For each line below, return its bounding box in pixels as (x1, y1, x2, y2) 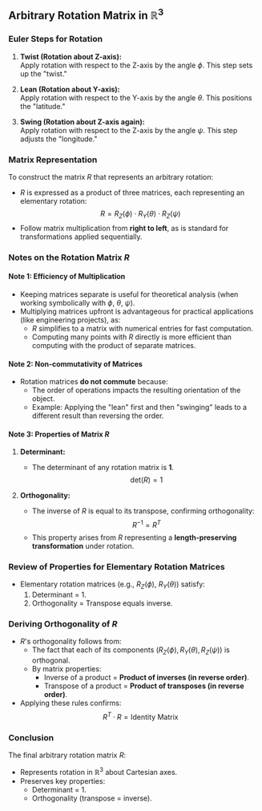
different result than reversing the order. (31, 411, 164, 420)
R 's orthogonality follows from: (19, 637, 122, 647)
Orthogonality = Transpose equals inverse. (31, 598, 173, 608)
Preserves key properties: (19, 776, 106, 785)
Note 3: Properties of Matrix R (8, 429, 110, 439)
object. (31, 394, 55, 403)
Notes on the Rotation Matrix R (8, 252, 130, 263)
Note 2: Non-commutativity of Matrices (8, 359, 143, 368)
